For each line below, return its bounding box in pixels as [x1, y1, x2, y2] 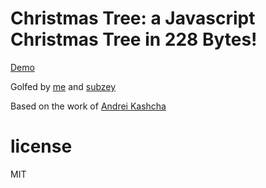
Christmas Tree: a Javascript [10, 7, 256, 30]
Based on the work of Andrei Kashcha [10, 100, 167, 112]
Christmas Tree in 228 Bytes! [10, 28, 258, 51]
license [10, 135, 73, 158]
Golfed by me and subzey [10, 80, 117, 92]
